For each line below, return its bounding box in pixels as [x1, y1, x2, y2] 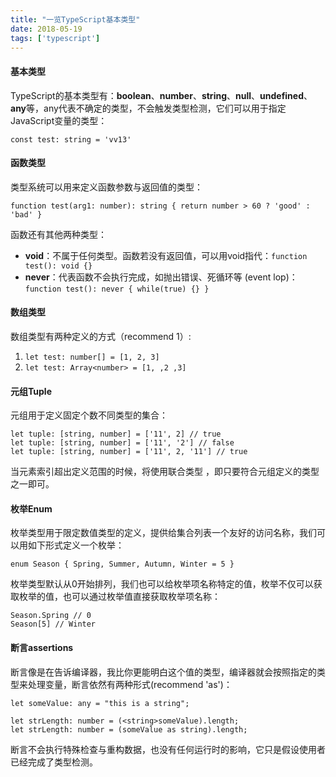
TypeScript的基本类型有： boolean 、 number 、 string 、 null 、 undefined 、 [10, 89, 313, 101]
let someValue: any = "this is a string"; [10, 698, 190, 708]
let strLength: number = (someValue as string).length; [10, 724, 248, 735]
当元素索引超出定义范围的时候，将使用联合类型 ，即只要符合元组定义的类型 [10, 466, 320, 478]
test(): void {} [24, 261, 93, 271]
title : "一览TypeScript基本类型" [10, 14, 141, 25]
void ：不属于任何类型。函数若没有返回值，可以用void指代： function [24, 249, 308, 261]
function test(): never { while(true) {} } [24, 284, 210, 294]
